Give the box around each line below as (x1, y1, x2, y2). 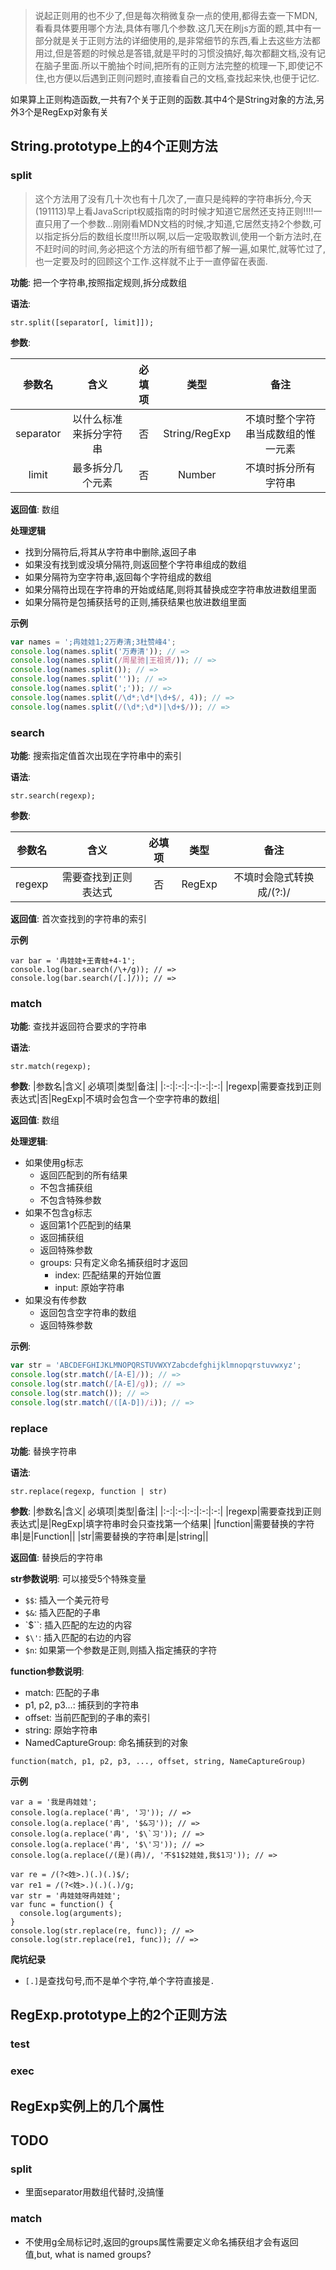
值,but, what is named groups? (24, 2248, 152, 2260)
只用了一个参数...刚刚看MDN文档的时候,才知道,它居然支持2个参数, (43, 217, 313, 229)
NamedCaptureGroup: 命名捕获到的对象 (24, 1736, 189, 1748)
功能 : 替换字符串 (10, 1445, 77, 1457)
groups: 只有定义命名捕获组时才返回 (39, 1257, 188, 1269)
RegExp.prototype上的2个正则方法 (10, 2007, 227, 2024)
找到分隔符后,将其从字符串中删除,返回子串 (24, 545, 197, 558)
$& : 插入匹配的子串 (24, 1606, 102, 1618)
